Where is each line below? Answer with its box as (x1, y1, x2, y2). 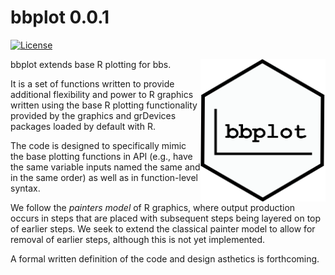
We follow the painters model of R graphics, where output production (10, 201, 296, 213)
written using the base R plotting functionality (10, 99, 198, 111)
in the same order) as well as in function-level (10, 171, 198, 183)
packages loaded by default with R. (10, 120, 156, 132)
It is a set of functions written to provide (10, 77, 175, 90)
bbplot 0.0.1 (10, 6, 110, 29)
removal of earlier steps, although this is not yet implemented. (10, 233, 266, 245)
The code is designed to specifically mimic (10, 139, 187, 151)
